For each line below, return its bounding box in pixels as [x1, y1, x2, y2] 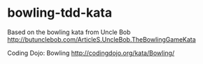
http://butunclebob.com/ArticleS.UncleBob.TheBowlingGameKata [7, 35, 196, 43]
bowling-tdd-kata [7, 5, 113, 21]
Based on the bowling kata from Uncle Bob [7, 28, 131, 36]
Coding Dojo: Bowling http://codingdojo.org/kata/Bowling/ [7, 49, 175, 57]
